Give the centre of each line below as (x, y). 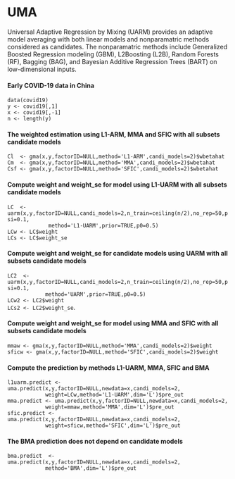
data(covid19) (28, 100)
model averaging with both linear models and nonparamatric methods (108, 39)
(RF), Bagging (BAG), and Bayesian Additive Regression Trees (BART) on (112, 61)
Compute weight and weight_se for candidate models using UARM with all (118, 254)
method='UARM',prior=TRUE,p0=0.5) (95, 294)
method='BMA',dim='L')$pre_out (91, 468)
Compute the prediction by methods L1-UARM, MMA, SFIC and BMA (108, 368)
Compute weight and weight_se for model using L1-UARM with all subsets (117, 185)
